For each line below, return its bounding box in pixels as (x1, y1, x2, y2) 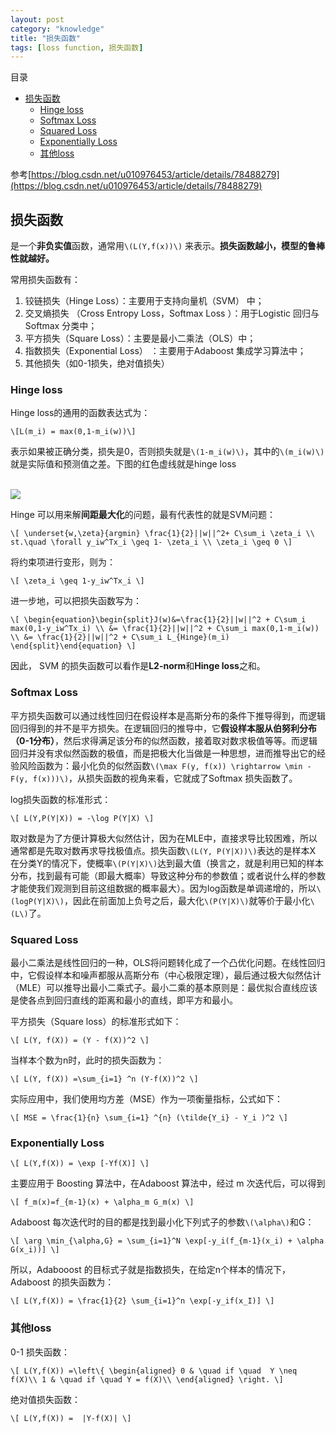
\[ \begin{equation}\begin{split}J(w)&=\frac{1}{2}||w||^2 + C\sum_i (10, 615, 307, 625)
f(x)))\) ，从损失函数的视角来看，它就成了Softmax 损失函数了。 (32, 772, 298, 784)
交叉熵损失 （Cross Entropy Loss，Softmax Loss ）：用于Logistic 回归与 (24, 307, 320, 320)
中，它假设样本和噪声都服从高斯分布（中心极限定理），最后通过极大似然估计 (10, 969, 322, 981)
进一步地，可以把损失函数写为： (10, 595, 142, 607)
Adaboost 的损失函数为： (10, 1276, 115, 1288)
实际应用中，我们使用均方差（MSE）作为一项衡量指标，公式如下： (10, 1092, 284, 1105)
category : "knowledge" (10, 24, 105, 34)
